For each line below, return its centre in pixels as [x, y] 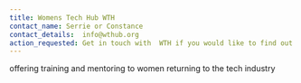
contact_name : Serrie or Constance [76, 26]
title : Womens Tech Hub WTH [62, 18]
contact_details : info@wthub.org [75, 34]
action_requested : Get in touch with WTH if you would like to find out [151, 43]
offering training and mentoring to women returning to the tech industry [142, 69]
